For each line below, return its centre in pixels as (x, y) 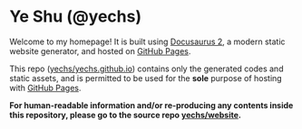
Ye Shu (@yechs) (76, 17)
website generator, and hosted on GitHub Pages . (100, 51)
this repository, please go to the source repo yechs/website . (126, 115)
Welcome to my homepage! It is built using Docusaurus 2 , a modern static (147, 41)
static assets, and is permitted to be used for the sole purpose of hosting (146, 78)
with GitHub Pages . (45, 88)
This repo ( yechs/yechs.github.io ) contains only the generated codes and (146, 69)
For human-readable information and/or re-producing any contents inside (151, 105)
